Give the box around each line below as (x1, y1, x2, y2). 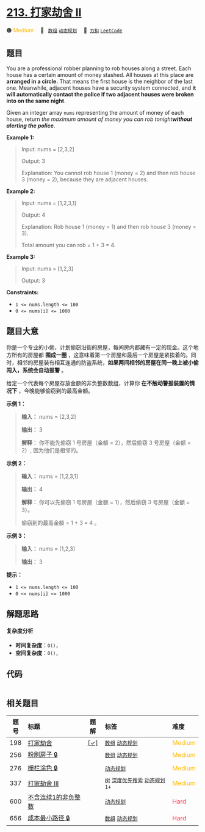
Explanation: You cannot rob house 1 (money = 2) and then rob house (21, 169, 196, 176)
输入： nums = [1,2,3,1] (21, 472, 79, 480)
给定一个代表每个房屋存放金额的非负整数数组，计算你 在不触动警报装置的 (6, 379, 190, 386)
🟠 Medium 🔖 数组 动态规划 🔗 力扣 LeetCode (6, 26, 123, 34)
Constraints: (6, 288, 39, 296)
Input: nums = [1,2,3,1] (21, 199, 77, 206)
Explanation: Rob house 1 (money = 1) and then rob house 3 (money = (21, 223, 196, 230)
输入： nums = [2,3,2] (21, 413, 76, 420)
